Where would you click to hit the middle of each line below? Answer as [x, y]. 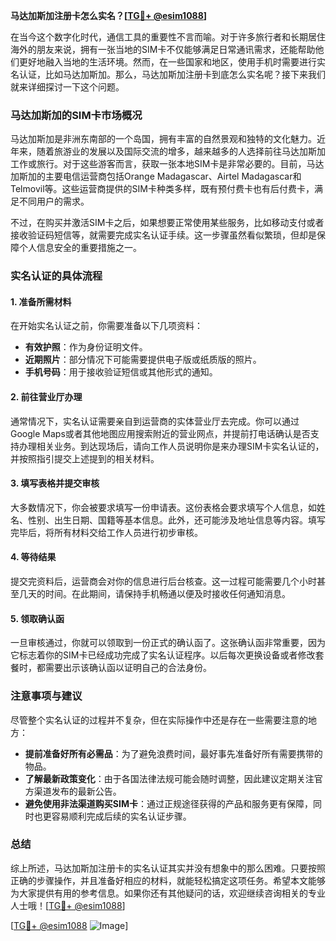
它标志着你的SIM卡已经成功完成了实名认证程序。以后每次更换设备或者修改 [163, 655]
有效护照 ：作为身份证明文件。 [86, 347]
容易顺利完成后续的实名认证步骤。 [121, 816]
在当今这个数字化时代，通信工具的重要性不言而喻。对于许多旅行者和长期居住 [168, 37]
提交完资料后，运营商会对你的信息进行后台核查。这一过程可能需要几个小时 [163, 581]
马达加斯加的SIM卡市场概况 [76, 115]
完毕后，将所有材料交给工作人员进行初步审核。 [106, 532]
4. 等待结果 [33, 557]
